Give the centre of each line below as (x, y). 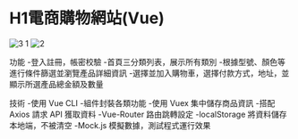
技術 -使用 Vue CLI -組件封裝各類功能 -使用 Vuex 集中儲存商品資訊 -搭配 (142, 102)
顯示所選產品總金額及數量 (56, 84)
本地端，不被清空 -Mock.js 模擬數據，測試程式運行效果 (110, 125)
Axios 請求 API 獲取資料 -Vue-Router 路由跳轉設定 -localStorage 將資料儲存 (149, 114)
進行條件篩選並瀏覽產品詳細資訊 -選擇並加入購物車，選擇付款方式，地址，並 (149, 73)
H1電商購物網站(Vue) (87, 18)
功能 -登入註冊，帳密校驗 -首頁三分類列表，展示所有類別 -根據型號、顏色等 (148, 61)
